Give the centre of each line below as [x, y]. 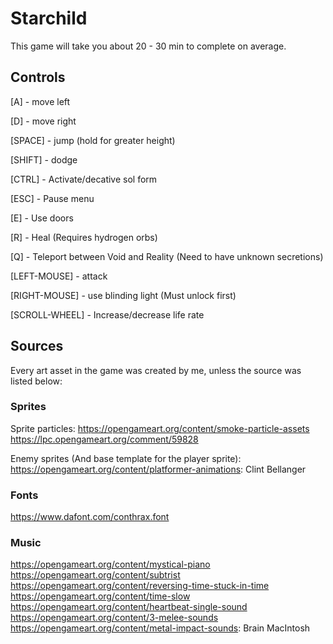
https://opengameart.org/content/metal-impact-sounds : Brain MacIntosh [160, 628]
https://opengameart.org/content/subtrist [95, 575]
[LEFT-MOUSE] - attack [59, 276]
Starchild [49, 18]
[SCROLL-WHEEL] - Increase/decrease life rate [107, 314]
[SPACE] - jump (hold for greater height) [93, 140]
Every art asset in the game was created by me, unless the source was [156, 370]
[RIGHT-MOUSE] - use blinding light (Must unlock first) [123, 295]
